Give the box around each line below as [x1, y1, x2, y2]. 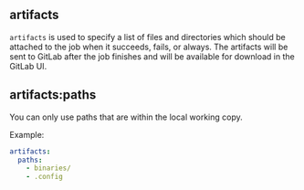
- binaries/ [26, 164, 71, 173]
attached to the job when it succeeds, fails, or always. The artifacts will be [9, 41, 288, 52]
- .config [26, 173, 64, 182]
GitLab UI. [9, 60, 47, 71]
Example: [9, 129, 45, 140]
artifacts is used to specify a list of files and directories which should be [9, 31, 286, 42]
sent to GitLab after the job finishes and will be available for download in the [9, 50, 295, 62]
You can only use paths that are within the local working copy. [9, 111, 244, 122]
